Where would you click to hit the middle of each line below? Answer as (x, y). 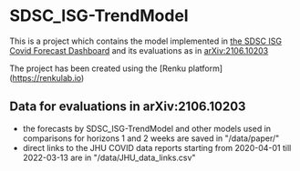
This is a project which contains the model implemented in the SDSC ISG (146, 41)
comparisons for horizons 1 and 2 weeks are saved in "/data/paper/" (151, 138)
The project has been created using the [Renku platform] (116, 68)
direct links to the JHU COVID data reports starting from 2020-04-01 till (157, 147)
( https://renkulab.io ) (47, 77)
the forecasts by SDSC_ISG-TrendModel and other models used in (147, 128)
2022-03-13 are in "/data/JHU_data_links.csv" (109, 157)
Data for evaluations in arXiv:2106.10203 (128, 107)
